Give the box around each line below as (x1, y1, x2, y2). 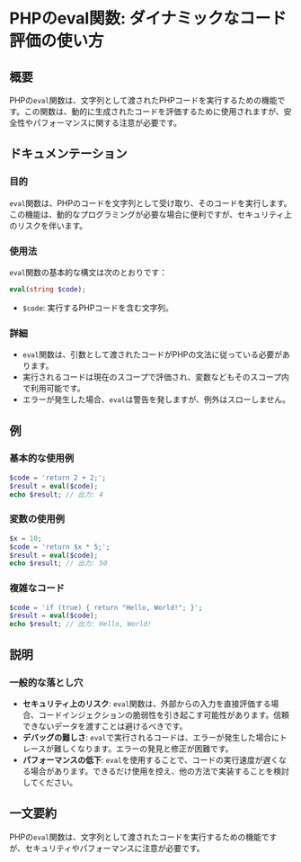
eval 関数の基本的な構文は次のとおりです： (9, 266, 168, 277)
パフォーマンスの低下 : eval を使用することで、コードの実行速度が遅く (22, 754, 279, 765)
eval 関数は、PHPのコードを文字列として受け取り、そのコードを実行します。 (9, 197, 292, 208)
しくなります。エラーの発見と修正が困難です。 (61, 743, 234, 754)
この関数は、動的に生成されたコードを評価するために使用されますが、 (23, 106, 285, 117)
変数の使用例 (9, 513, 66, 525)
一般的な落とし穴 (9, 676, 84, 688)
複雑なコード (9, 582, 66, 595)
